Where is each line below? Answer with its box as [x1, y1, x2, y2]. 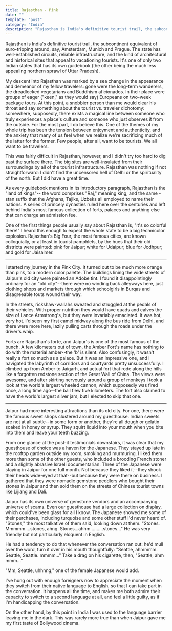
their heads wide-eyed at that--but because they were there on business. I [5, 472, 163, 479]
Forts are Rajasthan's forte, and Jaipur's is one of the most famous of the [5, 339, 160, 345]
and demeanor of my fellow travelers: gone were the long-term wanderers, [5, 83, 163, 90]
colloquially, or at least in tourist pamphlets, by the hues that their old [5, 239, 151, 245]
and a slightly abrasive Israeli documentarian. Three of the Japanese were [5, 461, 162, 467]
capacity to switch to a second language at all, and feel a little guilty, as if [5, 594, 160, 600]
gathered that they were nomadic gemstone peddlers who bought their [5, 478, 155, 484]
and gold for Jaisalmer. [5, 249, 54, 255]
